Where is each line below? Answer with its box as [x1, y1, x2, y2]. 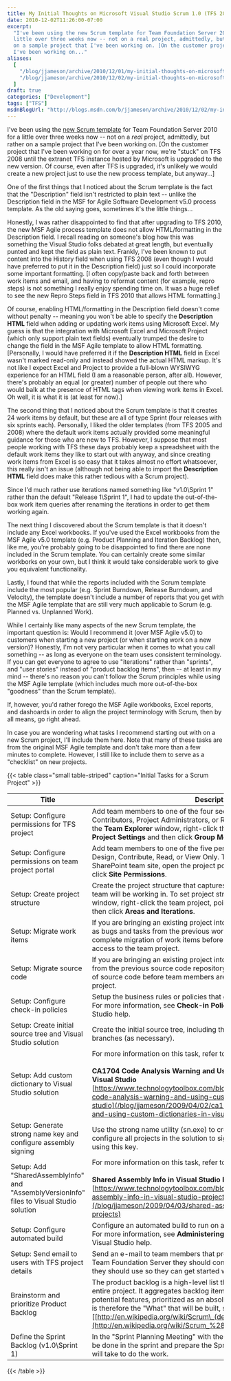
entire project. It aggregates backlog [91, 1286, 210, 1295]
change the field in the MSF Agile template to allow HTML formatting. [7, 341, 203, 349]
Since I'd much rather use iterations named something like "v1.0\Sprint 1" [7, 485, 214, 493]
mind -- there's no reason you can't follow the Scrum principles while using [7, 672, 221, 680]
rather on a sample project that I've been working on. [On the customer [7, 139, 209, 148]
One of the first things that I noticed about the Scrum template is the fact [7, 182, 213, 190]
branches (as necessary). [91, 1033, 175, 1043]
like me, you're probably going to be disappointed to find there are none [7, 542, 211, 551]
